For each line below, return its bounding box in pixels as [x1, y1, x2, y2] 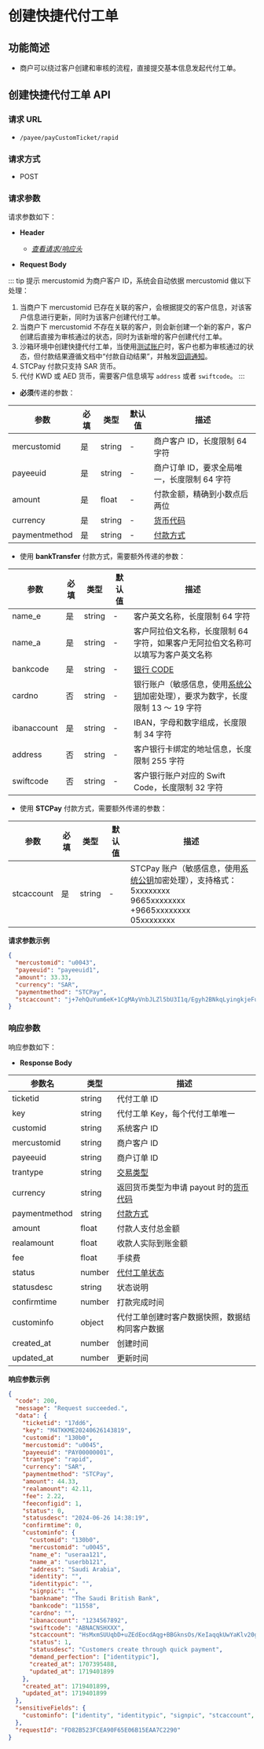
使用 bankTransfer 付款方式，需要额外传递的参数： [19, 552, 186, 561]
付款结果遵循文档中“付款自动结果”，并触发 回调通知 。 [40, 351, 212, 362]
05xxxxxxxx [130, 915, 175, 926]
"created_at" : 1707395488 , [28, 1660, 118, 1668]
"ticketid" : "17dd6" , [22, 1420, 93, 1427]
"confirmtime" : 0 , [22, 1522, 82, 1530]
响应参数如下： [8, 1042, 57, 1052]
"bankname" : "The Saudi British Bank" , [28, 1595, 159, 1603]
